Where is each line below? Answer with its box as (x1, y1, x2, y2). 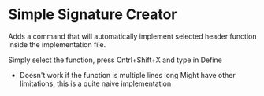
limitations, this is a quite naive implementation (19, 79, 172, 88)
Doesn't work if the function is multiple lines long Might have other (19, 70, 236, 79)
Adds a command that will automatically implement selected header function (8, 31, 257, 41)
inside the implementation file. (8, 39, 106, 49)
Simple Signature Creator (8, 6, 177, 24)
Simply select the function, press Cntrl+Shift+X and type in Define (8, 55, 222, 65)
